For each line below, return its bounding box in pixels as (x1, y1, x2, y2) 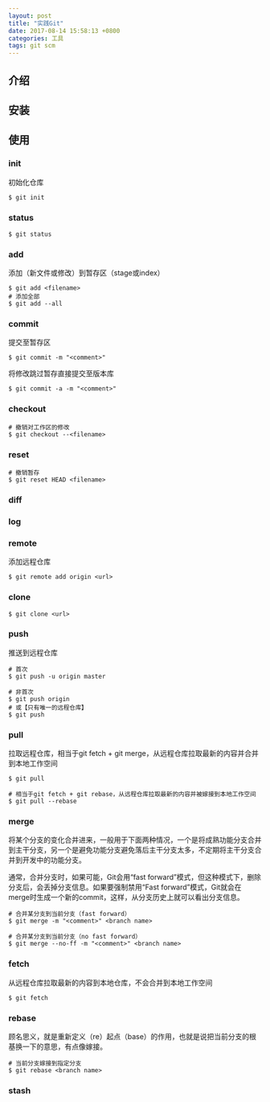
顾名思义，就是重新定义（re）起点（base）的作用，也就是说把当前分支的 (8, 1032, 250, 1041)
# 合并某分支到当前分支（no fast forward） (8, 933, 142, 941)
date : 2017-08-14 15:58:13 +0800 (8, 27, 121, 35)
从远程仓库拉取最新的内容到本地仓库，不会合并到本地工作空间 (8, 977, 213, 987)
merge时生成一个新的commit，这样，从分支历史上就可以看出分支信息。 (8, 893, 245, 902)
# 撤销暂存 (8, 468, 40, 477)
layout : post (8, 11, 52, 20)
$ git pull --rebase (8, 798, 78, 806)
